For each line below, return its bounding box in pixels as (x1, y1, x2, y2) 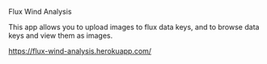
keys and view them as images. (8, 31, 113, 40)
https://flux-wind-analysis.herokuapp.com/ (8, 46, 152, 55)
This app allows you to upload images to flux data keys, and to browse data (8, 22, 260, 31)
